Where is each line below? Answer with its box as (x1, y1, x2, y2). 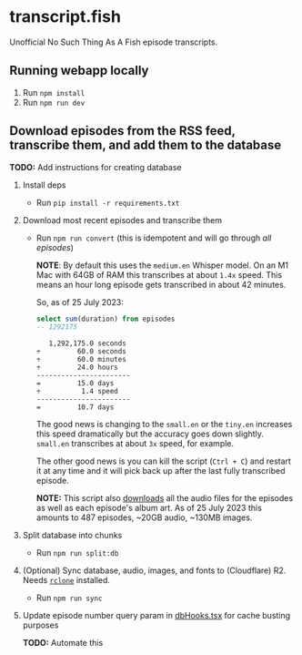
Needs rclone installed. (22, 575, 111, 586)
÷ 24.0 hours (35, 363, 118, 373)
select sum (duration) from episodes (35, 314, 176, 323)
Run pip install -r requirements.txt (35, 197, 180, 208)
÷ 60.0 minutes (35, 355, 127, 364)
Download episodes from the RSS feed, (9, 123, 236, 138)
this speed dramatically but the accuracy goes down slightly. (35, 428, 264, 439)
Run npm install (22, 87, 86, 97)
